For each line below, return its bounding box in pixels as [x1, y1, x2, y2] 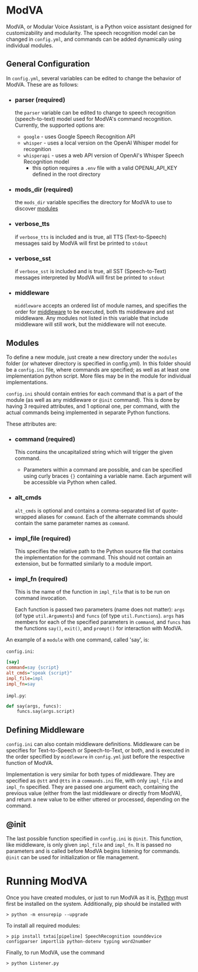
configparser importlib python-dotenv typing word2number [6, 938, 151, 944]
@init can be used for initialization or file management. [6, 853, 140, 860]
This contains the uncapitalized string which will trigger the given [14, 449, 173, 456]
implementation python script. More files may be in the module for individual [6, 372, 192, 379]
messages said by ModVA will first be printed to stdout [14, 240, 148, 247]
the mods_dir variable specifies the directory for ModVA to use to [14, 199, 172, 206]
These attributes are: [6, 420, 57, 428]
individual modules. [6, 42, 54, 49]
